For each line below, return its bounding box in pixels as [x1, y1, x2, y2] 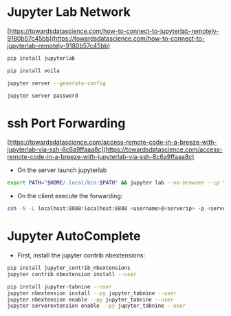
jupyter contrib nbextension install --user [7, 271, 137, 277]
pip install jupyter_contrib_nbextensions [7, 264, 131, 272]
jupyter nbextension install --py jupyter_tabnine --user [7, 290, 177, 297]
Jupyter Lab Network [7, 4, 131, 20]
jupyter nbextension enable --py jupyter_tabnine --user [7, 296, 174, 303]
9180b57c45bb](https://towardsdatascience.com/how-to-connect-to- [7, 34, 205, 42]
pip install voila [7, 67, 60, 74]
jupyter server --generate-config [7, 80, 107, 87]
